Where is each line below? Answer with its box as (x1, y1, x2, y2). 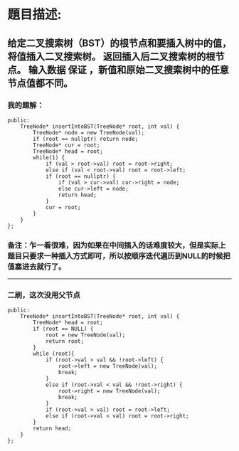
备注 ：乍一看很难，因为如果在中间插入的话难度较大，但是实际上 (7, 240, 226, 250)
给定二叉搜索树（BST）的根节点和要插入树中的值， (7, 37, 232, 49)
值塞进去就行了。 (7, 261, 66, 271)
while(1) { (33, 154, 65, 161)
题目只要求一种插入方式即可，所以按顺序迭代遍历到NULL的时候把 (7, 250, 231, 260)
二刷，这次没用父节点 (7, 290, 80, 300)
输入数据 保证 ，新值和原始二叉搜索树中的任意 (28, 63, 229, 75)
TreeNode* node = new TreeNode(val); (33, 129, 144, 136)
